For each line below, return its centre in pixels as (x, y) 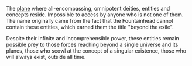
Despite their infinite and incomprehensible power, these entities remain (93, 38)
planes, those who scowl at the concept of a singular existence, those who (96, 51)
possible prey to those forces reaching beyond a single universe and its (92, 44)
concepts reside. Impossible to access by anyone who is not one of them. (95, 15)
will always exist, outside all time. (46, 57)
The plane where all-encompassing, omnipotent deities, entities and (88, 8)
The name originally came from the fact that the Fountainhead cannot (90, 21)
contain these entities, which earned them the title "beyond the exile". (90, 27)
